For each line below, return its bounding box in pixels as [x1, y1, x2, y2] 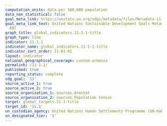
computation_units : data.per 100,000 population [5, 7, 108, 12]
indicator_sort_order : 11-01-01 [5, 49, 72, 54]
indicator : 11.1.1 [5, 40, 43, 45]
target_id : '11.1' [5, 104, 43, 109]
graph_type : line [5, 35, 41, 40]
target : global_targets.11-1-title [5, 100, 79, 105]
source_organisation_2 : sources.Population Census [5, 95, 112, 100]
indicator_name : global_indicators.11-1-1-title [5, 44, 108, 49]
